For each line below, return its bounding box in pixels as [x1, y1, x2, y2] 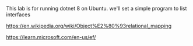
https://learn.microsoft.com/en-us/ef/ [6, 34, 96, 40]
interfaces [6, 11, 31, 18]
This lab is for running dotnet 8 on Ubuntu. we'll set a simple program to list [6, 5, 187, 12]
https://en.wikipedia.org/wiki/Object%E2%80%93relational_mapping [6, 23, 172, 29]
